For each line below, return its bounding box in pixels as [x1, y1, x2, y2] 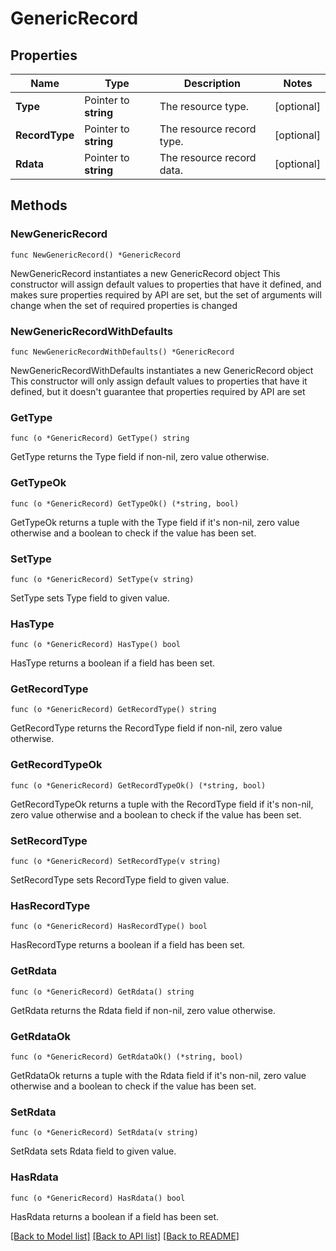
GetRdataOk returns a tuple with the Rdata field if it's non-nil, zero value [10, 1069, 307, 1081]
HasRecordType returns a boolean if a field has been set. [10, 939, 246, 951]
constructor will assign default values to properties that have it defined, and [10, 278, 322, 290]
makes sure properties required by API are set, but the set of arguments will [10, 288, 322, 301]
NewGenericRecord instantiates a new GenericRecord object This [10, 267, 281, 279]
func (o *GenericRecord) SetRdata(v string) [10, 1128, 199, 1138]
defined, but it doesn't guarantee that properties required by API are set [10, 385, 306, 397]
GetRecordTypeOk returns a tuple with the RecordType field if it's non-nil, [10, 798, 314, 810]
